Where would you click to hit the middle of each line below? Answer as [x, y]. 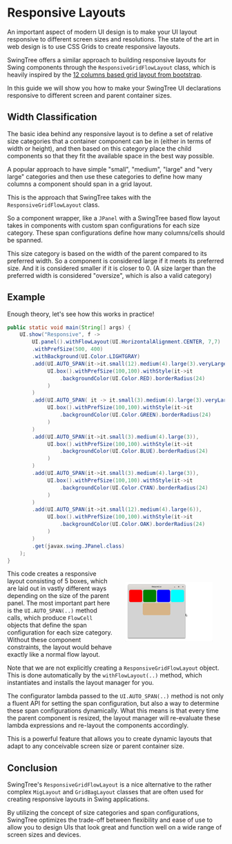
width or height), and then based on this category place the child [99, 148]
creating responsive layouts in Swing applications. [78, 799]
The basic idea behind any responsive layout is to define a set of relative [110, 133]
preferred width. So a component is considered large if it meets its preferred [116, 261]
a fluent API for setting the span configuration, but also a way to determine [113, 704]
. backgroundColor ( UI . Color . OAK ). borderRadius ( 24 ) [133, 524]
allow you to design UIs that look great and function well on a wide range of [115, 827]
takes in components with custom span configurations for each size [104, 225]
